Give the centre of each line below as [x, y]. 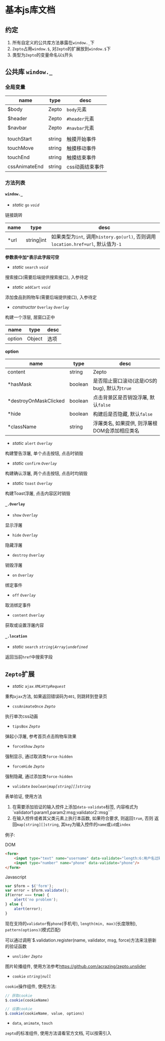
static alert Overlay [32, 443]
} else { [14, 905]
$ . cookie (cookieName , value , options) [45, 1014]
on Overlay [23, 575]
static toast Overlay [32, 483]
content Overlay [28, 616]
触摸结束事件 [82, 157]
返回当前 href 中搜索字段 [29, 657]
